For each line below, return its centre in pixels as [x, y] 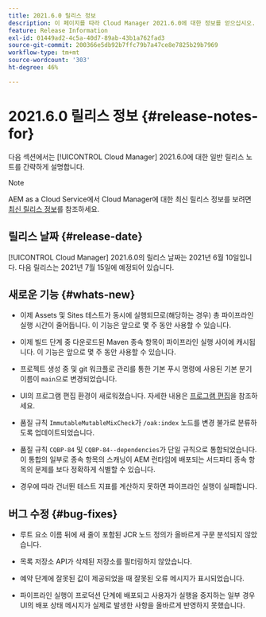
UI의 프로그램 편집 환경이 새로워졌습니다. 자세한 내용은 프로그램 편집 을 [128, 396]
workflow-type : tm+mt [44, 53]
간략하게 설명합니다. [54, 166]
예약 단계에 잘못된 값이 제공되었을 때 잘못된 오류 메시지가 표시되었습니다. [132, 579]
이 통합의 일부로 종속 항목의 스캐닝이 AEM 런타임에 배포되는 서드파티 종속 [133, 459]
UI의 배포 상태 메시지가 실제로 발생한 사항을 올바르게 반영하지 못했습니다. [132, 605]
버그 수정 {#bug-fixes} [63, 514]
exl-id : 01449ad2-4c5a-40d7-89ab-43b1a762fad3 [87, 38]
